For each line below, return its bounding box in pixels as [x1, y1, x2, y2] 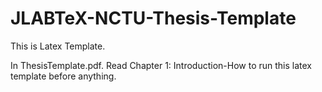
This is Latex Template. [10, 40, 106, 52]
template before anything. [10, 70, 117, 82]
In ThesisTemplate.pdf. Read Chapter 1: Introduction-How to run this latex [10, 59, 313, 71]
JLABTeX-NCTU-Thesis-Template [10, 7, 297, 30]
